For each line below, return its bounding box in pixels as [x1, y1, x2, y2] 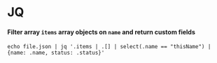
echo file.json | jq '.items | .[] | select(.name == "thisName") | [7, 43, 211, 50]
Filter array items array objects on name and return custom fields [7, 27, 196, 36]
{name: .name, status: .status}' [7, 50, 105, 57]
